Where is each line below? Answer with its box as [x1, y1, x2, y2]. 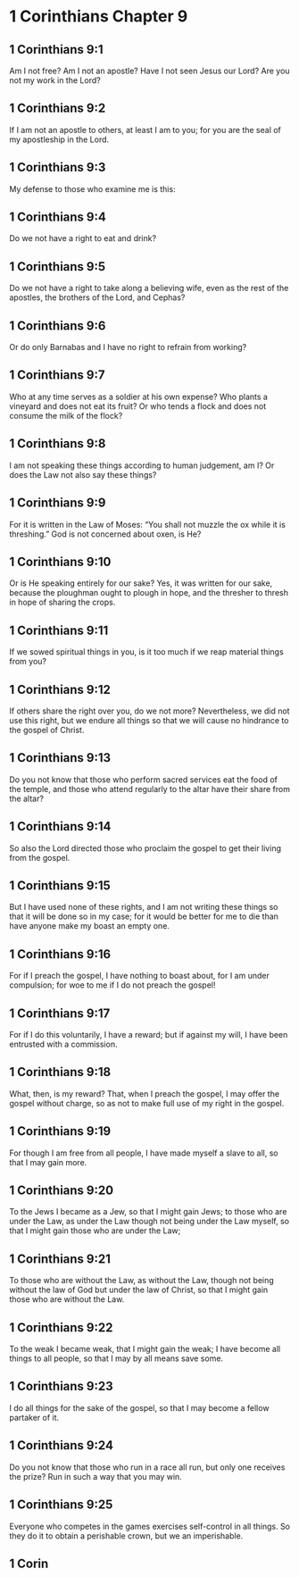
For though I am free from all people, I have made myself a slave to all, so [9, 1147, 278, 1158]
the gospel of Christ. [9, 724, 85, 735]
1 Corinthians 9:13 [9, 750, 112, 765]
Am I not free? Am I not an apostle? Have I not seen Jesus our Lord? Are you [9, 65, 290, 76]
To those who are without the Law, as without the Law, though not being [9, 1275, 274, 1286]
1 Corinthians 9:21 [9, 1251, 112, 1266]
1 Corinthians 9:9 [9, 496, 106, 511]
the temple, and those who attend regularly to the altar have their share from [9, 783, 290, 794]
